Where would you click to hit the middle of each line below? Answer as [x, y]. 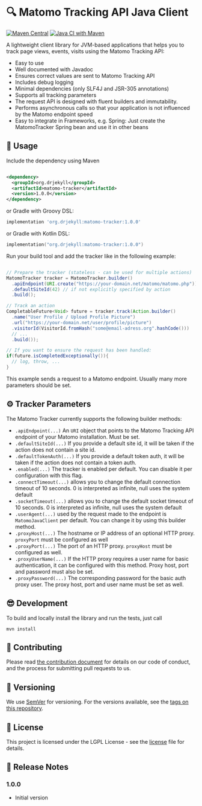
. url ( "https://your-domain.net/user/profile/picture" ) [82, 322]
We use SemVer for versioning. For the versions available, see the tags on [97, 702]
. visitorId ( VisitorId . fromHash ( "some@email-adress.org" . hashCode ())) [100, 328]
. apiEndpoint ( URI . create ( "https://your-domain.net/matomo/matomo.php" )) [105, 284]
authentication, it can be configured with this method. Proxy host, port [102, 565]
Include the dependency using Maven [53, 161]
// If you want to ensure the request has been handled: [79, 350]
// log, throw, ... [36, 362]
